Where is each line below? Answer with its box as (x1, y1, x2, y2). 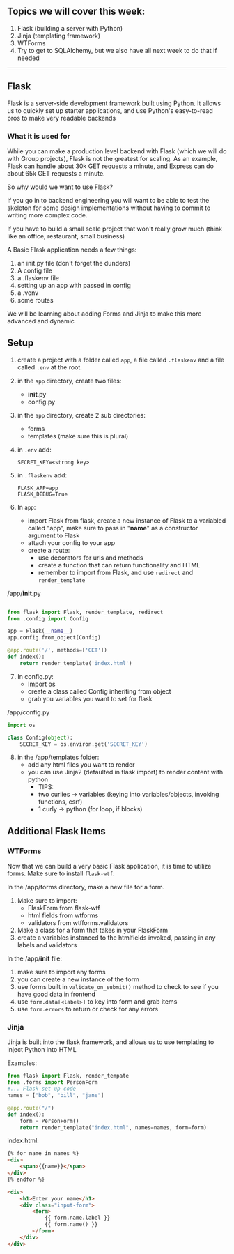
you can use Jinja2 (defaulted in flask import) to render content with (27, 768, 224, 777)
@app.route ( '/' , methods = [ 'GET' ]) (7, 647, 108, 654)
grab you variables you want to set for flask (27, 694, 153, 703)
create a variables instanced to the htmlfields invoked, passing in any (17, 933, 216, 942)
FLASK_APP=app (17, 484, 58, 491)
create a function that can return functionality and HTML (38, 560, 201, 569)
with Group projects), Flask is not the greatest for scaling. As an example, (7, 154, 218, 162)
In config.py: (17, 672, 54, 680)
